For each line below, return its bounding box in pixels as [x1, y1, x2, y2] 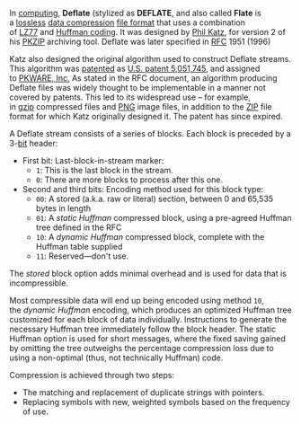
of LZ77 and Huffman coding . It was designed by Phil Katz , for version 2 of [9, 27, 286, 37]
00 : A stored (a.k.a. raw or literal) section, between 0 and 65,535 [35, 193, 274, 204]
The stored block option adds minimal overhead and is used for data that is [9, 269, 288, 278]
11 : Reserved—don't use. [35, 251, 129, 261]
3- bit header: [9, 138, 58, 148]
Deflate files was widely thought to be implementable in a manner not [9, 83, 267, 93]
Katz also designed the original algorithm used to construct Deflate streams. [9, 54, 292, 64]
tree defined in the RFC [35, 222, 122, 233]
